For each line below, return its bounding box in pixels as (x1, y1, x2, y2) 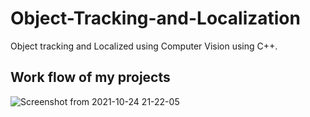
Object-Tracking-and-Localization (10, 7, 301, 30)
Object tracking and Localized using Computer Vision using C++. (10, 40, 278, 52)
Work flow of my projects (10, 69, 171, 86)
